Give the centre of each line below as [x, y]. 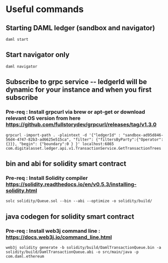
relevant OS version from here [43, 118]
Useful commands [45, 9]
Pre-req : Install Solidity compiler [47, 178]
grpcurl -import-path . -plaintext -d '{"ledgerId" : [63, 135]
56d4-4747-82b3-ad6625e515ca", [38, 140]
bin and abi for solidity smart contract [66, 163]
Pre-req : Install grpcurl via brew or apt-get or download [75, 112]
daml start [17, 39]
